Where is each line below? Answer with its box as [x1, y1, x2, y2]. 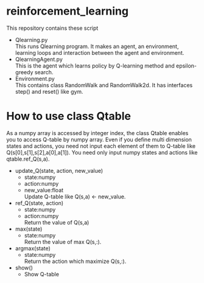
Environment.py [15, 75, 55, 82]
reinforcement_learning [6, 4, 129, 18]
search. [34, 68, 54, 75]
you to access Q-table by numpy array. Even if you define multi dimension [6, 136, 192, 143]
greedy [15, 68, 33, 75]
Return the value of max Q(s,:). [24, 238, 102, 245]
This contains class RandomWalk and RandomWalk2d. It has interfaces [15, 81, 193, 89]
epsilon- [175, 62, 197, 69]
